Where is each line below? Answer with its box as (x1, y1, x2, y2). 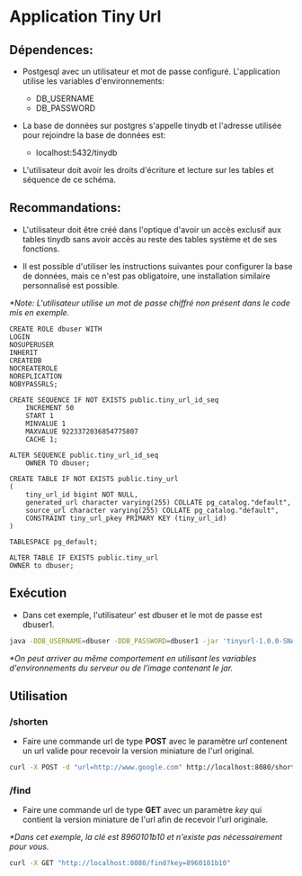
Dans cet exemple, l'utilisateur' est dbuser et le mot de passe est (22, 609, 262, 620)
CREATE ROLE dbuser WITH (9, 324, 102, 333)
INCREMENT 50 (25, 403, 75, 412)
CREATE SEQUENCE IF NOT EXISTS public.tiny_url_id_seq (9, 395, 219, 405)
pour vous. (9, 841, 49, 853)
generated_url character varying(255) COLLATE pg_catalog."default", (25, 497, 292, 506)
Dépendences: (9, 42, 93, 58)
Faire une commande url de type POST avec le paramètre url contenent (22, 736, 288, 747)
